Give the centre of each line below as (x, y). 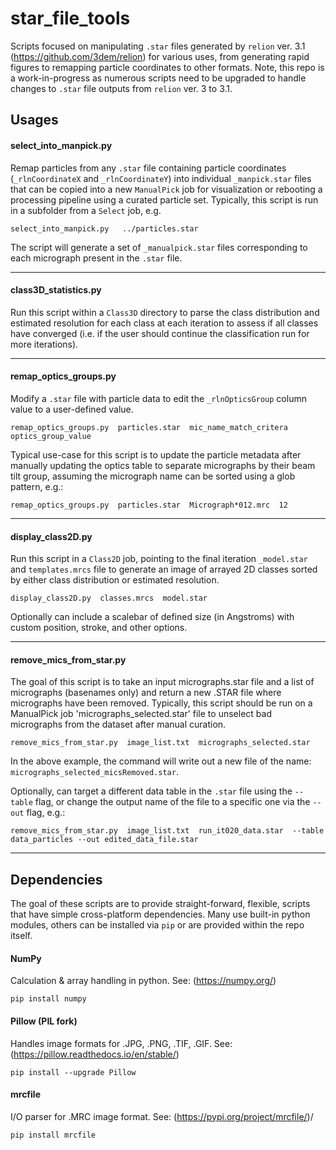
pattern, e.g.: (37, 486)
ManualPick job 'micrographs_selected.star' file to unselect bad (141, 714)
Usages (34, 120)
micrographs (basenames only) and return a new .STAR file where (146, 693)
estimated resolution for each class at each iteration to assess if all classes (164, 323)
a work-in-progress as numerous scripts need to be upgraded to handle (158, 78)
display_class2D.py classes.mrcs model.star (109, 598)
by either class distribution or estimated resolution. (115, 580)
